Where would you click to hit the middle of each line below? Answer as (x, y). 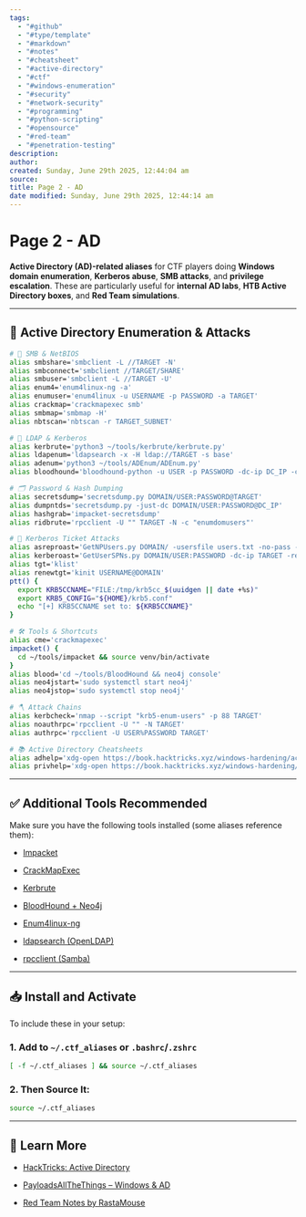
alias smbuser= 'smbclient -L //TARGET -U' (91, 380)
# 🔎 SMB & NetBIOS (44, 354)
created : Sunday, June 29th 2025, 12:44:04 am (99, 171)
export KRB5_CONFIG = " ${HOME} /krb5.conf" (95, 598)
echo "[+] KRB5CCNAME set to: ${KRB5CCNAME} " (106, 607)
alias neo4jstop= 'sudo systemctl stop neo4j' (97, 691)
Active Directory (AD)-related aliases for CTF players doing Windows (142, 266)
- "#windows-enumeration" (67, 86)
